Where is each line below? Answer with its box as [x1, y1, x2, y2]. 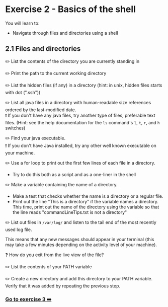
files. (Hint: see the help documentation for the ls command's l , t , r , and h [5, 119, 160, 125]
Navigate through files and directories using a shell [12, 30, 118, 36]
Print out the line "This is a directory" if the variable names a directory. [12, 198, 158, 204]
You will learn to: [5, 20, 40, 26]
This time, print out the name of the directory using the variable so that [12, 204, 159, 210]
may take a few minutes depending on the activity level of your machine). [5, 242, 157, 248]
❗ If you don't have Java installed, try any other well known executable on [5, 142, 157, 148]
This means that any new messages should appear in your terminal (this [5, 236, 154, 242]
